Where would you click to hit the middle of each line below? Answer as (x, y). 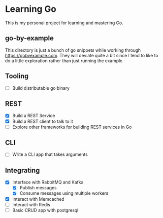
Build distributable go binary (41, 88)
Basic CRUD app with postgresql (45, 210)
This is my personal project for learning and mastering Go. (64, 23)
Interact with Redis (31, 204)
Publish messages (38, 188)
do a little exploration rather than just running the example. (65, 61)
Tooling (17, 76)
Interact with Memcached (38, 199)
